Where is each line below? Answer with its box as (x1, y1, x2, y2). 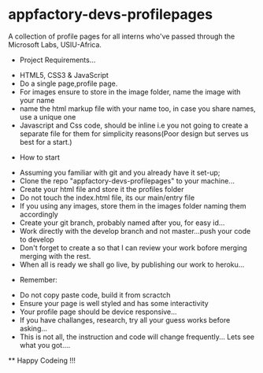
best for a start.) (19, 137, 72, 146)
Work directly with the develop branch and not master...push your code (19, 226, 251, 235)
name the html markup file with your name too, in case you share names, (19, 104, 256, 113)
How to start (19, 152, 61, 162)
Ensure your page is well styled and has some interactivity (19, 298, 209, 308)
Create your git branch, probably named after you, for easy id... (19, 218, 225, 227)
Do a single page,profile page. (19, 79, 118, 88)
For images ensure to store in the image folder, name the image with (19, 87, 241, 96)
